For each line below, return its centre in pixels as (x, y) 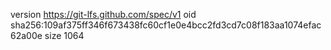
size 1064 (64, 35)
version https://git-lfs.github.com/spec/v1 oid (103, 14)
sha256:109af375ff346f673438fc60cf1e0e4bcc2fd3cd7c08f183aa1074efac (166, 25)
